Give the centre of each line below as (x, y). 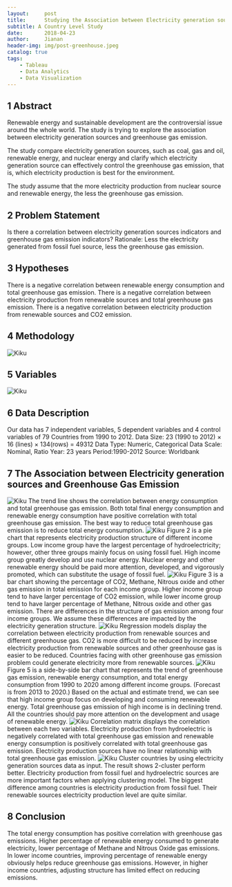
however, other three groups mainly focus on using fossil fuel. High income (114, 552)
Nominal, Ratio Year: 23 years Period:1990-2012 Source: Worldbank (104, 452)
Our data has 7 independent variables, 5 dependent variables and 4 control (114, 430)
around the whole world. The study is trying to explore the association (107, 130)
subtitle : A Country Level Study (55, 26)
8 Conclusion (36, 817)
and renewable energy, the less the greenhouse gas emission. (96, 194)
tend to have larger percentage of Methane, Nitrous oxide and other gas (109, 604)
